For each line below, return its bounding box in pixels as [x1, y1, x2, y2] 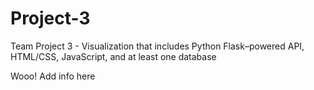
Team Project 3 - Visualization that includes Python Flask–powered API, [10, 40, 305, 52]
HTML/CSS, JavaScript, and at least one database [10, 50, 217, 62]
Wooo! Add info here [10, 70, 96, 82]
